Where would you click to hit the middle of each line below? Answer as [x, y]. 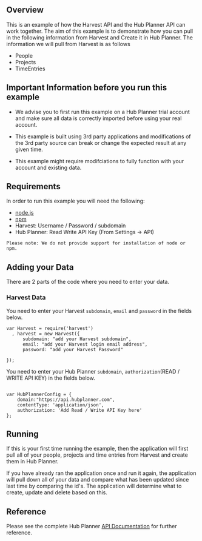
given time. [29, 149]
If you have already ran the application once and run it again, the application [101, 473]
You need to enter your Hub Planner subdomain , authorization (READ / [93, 371]
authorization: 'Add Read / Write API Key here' [80, 410]
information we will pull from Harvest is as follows [68, 44]
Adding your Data [40, 267]
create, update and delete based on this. [57, 492]
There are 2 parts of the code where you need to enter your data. [88, 282]
